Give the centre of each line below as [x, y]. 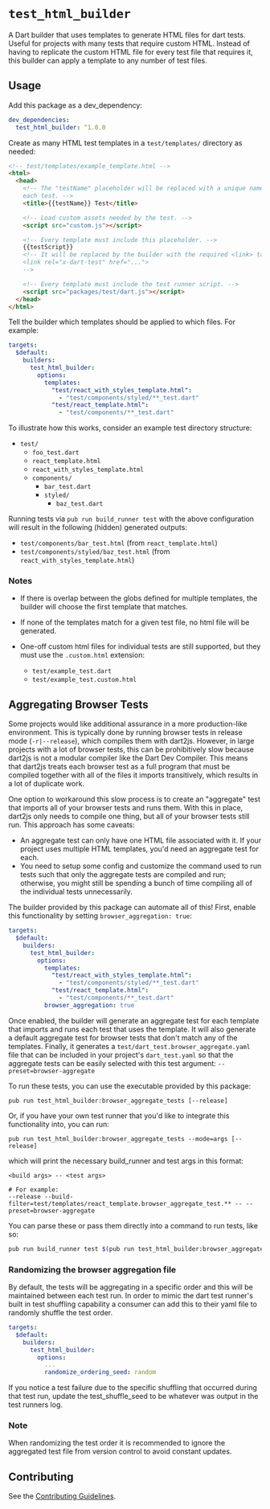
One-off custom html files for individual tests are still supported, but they [140, 646]
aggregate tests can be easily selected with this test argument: [112, 1063]
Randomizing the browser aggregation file [92, 1269]
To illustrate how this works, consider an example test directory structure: [130, 428]
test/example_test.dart [72, 671]
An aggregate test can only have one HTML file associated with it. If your [141, 841]
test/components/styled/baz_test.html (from [95, 552]
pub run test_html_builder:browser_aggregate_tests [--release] [118, 1101]
